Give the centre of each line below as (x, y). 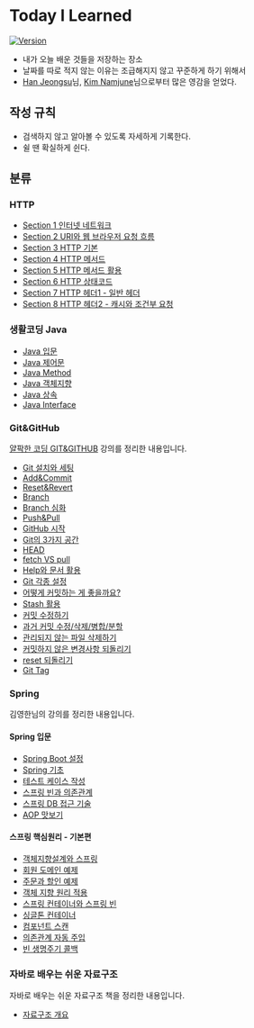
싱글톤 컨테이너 (49, 915)
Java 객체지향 (47, 383)
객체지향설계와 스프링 (60, 858)
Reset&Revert (48, 488)
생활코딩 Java (38, 329)
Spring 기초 (43, 770)
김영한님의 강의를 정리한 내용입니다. (72, 714)
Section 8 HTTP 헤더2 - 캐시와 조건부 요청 (98, 304)
